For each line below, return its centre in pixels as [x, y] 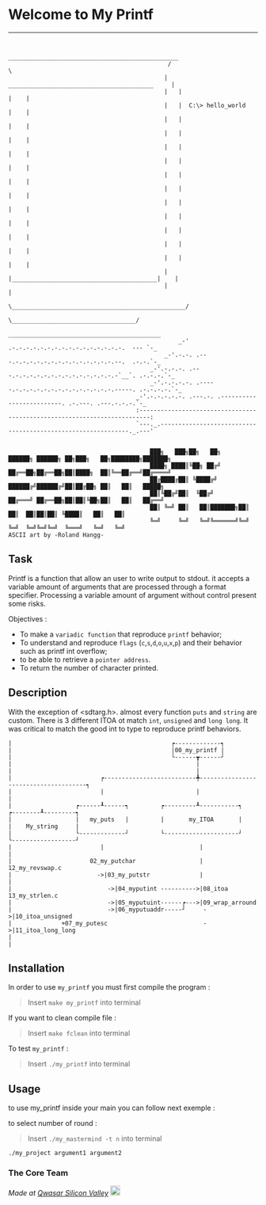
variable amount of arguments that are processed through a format [118, 587]
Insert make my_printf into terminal [84, 1002]
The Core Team [38, 1173]
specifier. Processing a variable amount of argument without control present [133, 595]
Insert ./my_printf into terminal [79, 1064]
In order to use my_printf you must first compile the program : [109, 987]
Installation [36, 968]
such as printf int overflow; [63, 651]
